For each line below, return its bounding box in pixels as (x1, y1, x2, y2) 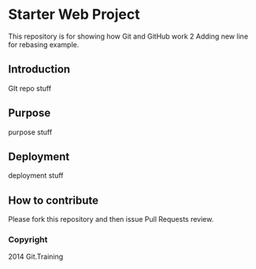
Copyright (8, 234, 48, 245)
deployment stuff (8, 171, 64, 180)
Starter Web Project (8, 6, 140, 24)
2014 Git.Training (8, 252, 64, 261)
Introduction (8, 63, 71, 76)
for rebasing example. (8, 39, 80, 49)
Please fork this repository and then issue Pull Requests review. (8, 215, 214, 224)
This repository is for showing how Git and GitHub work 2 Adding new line (8, 31, 249, 41)
